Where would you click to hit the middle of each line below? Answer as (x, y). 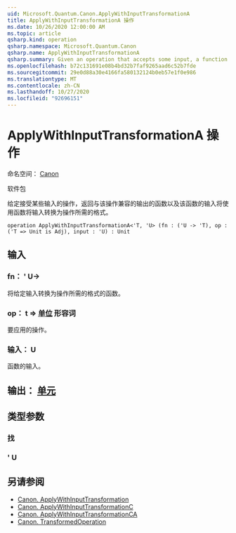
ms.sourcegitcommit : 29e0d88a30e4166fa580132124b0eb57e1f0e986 (102, 72)
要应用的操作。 (29, 330)
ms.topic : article (34, 33)
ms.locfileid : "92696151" (45, 99)
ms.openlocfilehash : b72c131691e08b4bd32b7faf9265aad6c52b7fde (102, 66)
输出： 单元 (32, 390)
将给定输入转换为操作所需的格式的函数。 (66, 293)
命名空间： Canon (33, 173)
